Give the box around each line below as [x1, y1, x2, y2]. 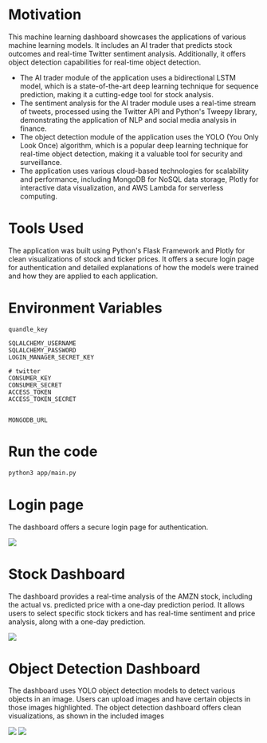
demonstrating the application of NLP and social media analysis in [19, 115, 237, 124]
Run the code [8, 442, 98, 460]
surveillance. [19, 157, 62, 167]
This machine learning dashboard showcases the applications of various [8, 32, 246, 41]
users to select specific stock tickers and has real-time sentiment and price [8, 608, 256, 618]
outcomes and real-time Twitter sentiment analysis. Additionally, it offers [8, 49, 246, 58]
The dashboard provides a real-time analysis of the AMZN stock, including [8, 592, 253, 601]
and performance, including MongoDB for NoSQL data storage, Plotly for [19, 174, 259, 184]
